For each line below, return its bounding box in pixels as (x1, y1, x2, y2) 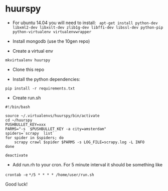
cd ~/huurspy (5, 118, 33, 123)
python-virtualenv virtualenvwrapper (12, 29, 92, 34)
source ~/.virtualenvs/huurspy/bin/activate (5, 113, 100, 118)
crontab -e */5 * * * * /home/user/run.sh (5, 172, 94, 177)
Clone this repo (12, 66, 44, 72)
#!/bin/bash (5, 104, 30, 110)
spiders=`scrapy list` (5, 131, 55, 136)
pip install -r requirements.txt (5, 86, 75, 91)
